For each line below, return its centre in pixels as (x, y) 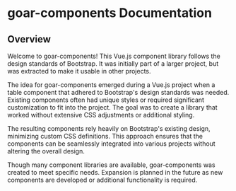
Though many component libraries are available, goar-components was (111, 165)
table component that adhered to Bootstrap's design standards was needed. (118, 92)
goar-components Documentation (110, 13)
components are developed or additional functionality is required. (102, 180)
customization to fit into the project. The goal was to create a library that (112, 107)
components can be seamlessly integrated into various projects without (111, 144)
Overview (29, 39)
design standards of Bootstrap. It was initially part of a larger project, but (113, 64)
